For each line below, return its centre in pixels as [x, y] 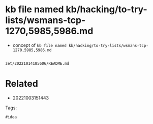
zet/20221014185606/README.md [37, 63]
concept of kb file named [40, 45]
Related [22, 84]
